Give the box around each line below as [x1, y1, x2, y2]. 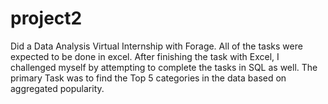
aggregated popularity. [10, 82, 105, 94]
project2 [10, 7, 83, 30]
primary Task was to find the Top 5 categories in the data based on [10, 72, 287, 84]
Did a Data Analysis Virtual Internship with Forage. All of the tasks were [10, 40, 303, 52]
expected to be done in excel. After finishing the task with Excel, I [10, 50, 280, 62]
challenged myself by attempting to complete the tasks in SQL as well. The [10, 61, 318, 73]
